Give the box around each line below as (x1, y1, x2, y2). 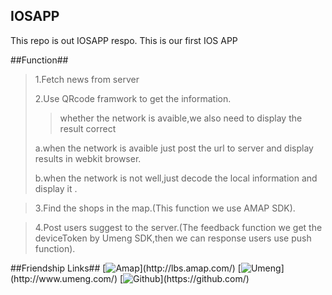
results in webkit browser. (34, 152, 142, 164)
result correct (59, 122, 117, 134)
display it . (34, 182, 78, 194)
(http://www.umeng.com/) (10, 272, 118, 284)
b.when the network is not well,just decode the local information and (34, 172, 318, 184)
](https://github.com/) (159, 272, 250, 284)
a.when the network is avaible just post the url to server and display (34, 142, 314, 154)
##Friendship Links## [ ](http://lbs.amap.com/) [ (10, 262, 242, 274)
